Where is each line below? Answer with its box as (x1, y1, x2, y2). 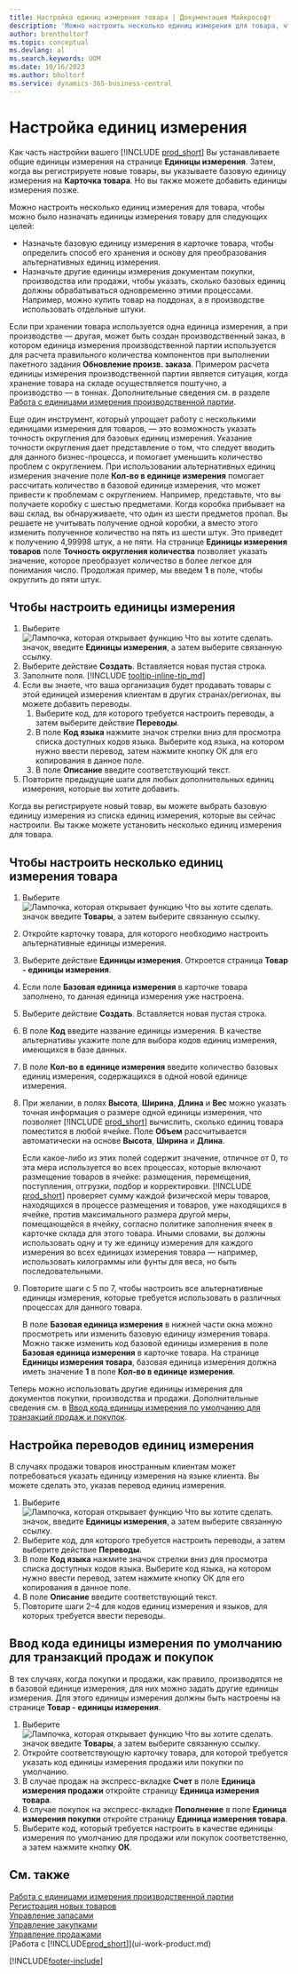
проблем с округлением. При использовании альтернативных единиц (9, 461, 276, 472)
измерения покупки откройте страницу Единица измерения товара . (21, 1813, 288, 1824)
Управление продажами (9, 1929, 102, 1939)
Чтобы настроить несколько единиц (9, 854, 223, 870)
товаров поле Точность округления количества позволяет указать (9, 545, 268, 556)
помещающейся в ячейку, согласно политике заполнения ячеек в (21, 1218, 273, 1230)
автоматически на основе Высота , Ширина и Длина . (21, 1136, 225, 1146)
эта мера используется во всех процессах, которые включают (21, 1162, 262, 1173)
